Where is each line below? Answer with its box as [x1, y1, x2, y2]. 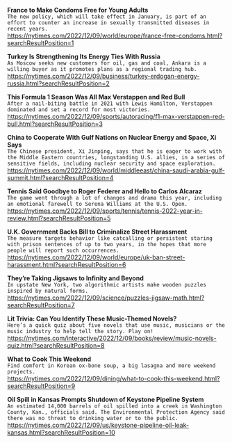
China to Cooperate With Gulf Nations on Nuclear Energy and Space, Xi [7, 134, 217, 141]
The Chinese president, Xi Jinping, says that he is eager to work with [7, 148, 222, 155]
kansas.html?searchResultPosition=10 [7, 428, 116, 437]
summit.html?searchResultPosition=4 [7, 174, 114, 182]
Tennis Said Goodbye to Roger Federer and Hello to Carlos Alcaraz [7, 187, 203, 195]
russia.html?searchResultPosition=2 [7, 79, 110, 88]
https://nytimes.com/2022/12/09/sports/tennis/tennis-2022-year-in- [7, 207, 204, 215]
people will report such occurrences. [7, 247, 119, 254]
